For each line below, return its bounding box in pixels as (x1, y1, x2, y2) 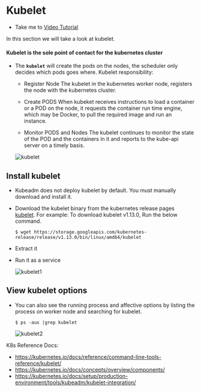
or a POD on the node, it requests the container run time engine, (23, 104, 183, 112)
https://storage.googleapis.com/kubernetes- (34, 229, 147, 235)
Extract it (14, 244, 38, 252)
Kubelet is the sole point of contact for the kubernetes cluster (6, 49, 163, 56)
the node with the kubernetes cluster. (23, 86, 117, 94)
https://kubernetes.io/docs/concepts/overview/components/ (14, 366, 165, 373)
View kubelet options (6, 286, 88, 296)
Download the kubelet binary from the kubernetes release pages (14, 205, 175, 212)
